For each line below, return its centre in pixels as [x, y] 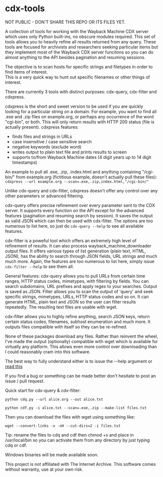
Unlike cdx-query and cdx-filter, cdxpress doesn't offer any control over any [81, 191]
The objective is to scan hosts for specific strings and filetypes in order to [79, 67]
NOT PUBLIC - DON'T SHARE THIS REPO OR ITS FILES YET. [65, 22]
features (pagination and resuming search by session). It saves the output [79, 215]
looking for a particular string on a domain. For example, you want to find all [81, 111]
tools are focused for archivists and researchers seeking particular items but [81, 47]
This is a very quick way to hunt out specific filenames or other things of [77, 77]
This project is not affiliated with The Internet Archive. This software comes [81, 464]
